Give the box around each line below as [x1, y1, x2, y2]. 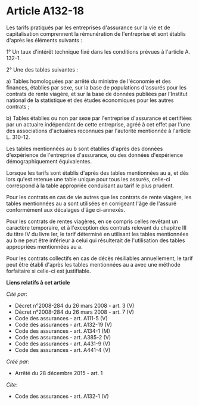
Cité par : [6, 290, 28, 298]
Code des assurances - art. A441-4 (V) [14, 346, 111, 353]
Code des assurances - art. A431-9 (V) [14, 340, 111, 347]
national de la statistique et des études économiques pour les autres [6, 97, 174, 104]
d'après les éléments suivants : [6, 36, 82, 44]
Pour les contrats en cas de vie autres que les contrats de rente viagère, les [6, 193, 192, 200]
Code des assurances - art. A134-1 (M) [14, 327, 110, 335]
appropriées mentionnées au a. [6, 243, 83, 250]
